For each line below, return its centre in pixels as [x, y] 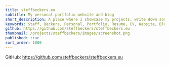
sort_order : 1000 [24, 43]
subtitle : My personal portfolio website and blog [60, 15]
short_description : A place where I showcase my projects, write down [81, 19]
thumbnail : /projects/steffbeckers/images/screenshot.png [68, 33]
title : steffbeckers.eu [30, 10]
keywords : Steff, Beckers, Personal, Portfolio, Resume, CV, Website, [81, 24]
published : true [22, 38]
